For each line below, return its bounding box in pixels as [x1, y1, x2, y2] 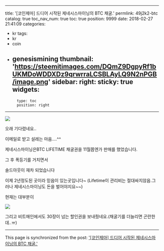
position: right [17, 103, 50, 107]
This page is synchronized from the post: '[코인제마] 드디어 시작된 [5, 234, 135, 240]
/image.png [12, 78, 49, 86]
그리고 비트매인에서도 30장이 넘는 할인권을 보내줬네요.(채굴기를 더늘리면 [5, 213, 143, 219]
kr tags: [12, 30, 28, 36]
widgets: [12, 85, 40, 94]
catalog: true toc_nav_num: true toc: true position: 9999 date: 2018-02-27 [5, 16, 153, 21]
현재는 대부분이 [5, 194, 34, 200]
